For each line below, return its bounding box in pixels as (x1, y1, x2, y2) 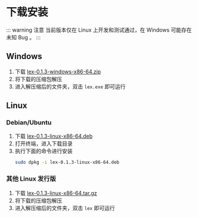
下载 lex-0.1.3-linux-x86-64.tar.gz (14, 189, 97, 197)
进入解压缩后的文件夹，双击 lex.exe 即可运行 (14, 83, 126, 90)
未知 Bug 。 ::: (6, 33, 41, 41)
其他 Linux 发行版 (6, 175, 57, 183)
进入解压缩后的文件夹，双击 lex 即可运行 (14, 204, 115, 212)
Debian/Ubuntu (6, 119, 52, 127)
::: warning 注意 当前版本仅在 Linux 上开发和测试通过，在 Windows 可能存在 (6, 26, 192, 33)
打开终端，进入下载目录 (14, 140, 73, 147)
